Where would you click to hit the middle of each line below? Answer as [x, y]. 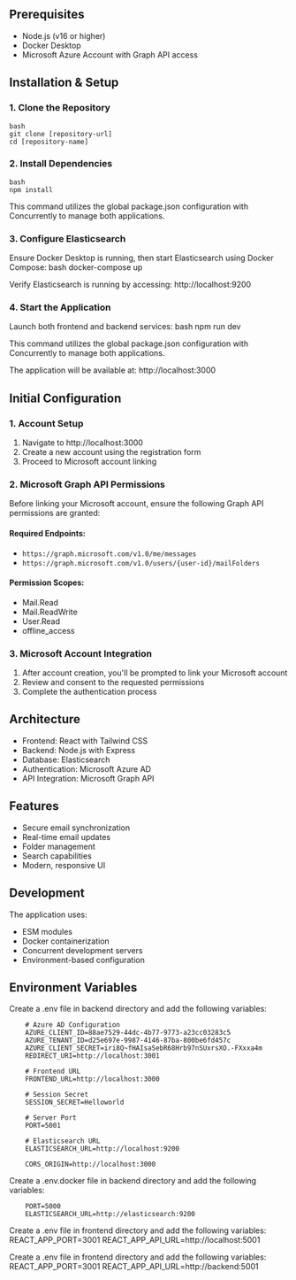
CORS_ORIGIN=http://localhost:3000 [91, 1164]
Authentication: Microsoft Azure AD [87, 768]
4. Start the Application [60, 307]
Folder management [58, 846]
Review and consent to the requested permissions [113, 682]
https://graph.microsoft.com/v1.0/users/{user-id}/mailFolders [141, 563]
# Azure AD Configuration [73, 1025]
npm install [31, 189]
